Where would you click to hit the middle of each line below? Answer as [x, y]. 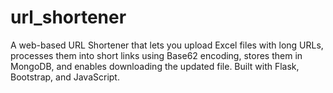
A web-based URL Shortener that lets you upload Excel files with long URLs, [167, 45]
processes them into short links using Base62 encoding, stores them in [156, 55]
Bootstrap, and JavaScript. [65, 77]
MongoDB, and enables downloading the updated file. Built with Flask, [155, 66]
